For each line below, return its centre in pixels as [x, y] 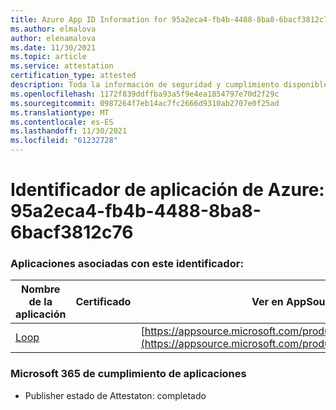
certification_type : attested [73, 76]
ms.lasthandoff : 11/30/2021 [69, 131]
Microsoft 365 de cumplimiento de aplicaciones [128, 374]
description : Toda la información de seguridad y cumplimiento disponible [169, 85]
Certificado [103, 302]
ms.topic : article [48, 57]
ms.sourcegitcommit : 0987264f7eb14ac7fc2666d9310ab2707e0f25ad [145, 103]
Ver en [267, 302]
